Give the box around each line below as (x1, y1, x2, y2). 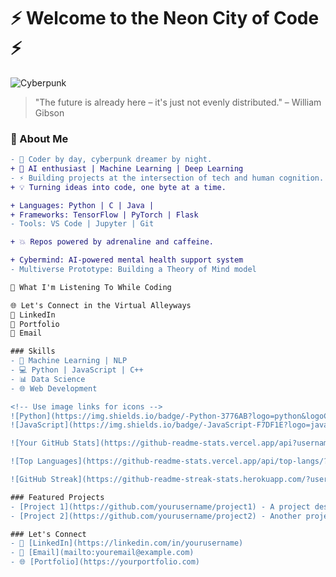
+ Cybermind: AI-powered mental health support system (10, 255, 244, 265)
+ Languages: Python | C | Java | (10, 200, 155, 210)
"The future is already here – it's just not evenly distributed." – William (34, 96, 322, 108)
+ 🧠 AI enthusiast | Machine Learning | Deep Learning (10, 164, 244, 174)
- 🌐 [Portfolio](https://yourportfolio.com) (10, 557, 201, 567)
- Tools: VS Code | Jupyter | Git (10, 219, 155, 229)
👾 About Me (10, 131, 69, 145)
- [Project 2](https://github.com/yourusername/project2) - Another (10, 511, 302, 521)
